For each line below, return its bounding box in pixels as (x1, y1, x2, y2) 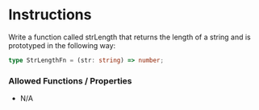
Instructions (8, 6, 92, 24)
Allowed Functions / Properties (8, 75, 132, 86)
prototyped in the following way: (8, 40, 116, 50)
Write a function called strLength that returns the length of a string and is (8, 32, 252, 42)
